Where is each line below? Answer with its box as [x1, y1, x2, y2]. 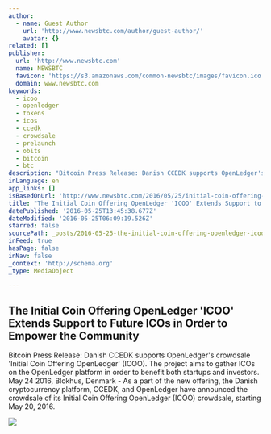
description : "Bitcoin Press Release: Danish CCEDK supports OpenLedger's [8, 169, 265, 177]
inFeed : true [8, 237, 52, 245]
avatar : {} [23, 34, 60, 43]
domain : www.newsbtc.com [15, 79, 99, 87]
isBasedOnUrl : [8, 191, 56, 200]
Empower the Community [8, 328, 140, 343]
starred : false [8, 222, 60, 230]
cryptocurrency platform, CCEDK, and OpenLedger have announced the [8, 385, 248, 394]
